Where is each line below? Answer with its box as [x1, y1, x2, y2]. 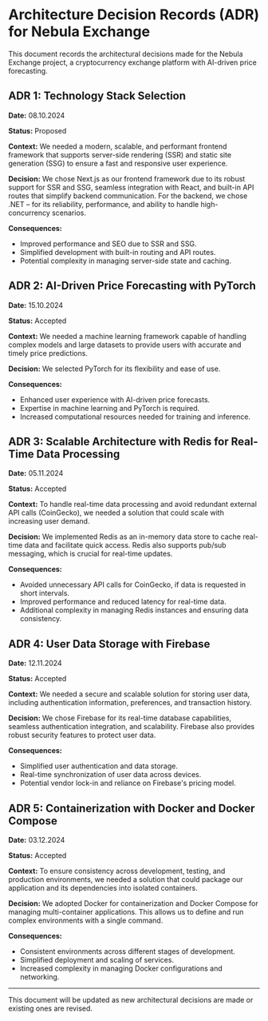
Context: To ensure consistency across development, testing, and [8, 866, 226, 875]
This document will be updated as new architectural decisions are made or [8, 995, 254, 1004]
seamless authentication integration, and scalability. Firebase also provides [8, 722, 255, 732]
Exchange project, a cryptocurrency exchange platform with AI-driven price [8, 58, 257, 67]
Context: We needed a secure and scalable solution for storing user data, [8, 689, 250, 699]
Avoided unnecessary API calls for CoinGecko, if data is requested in [19, 580, 246, 589]
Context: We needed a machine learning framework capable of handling [8, 331, 247, 341]
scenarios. [51, 208, 86, 217]
